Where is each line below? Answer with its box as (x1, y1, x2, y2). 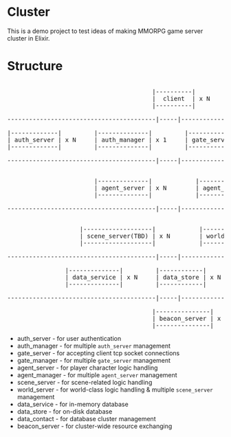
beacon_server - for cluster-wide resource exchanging (16, 422, 173, 430)
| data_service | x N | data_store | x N (65, 273, 221, 281)
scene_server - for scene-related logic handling (16, 378, 153, 386)
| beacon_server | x (152, 314, 221, 322)
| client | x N (152, 94, 211, 102)
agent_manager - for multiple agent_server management (16, 370, 177, 379)
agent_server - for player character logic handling (16, 363, 158, 372)
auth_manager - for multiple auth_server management (16, 341, 170, 350)
